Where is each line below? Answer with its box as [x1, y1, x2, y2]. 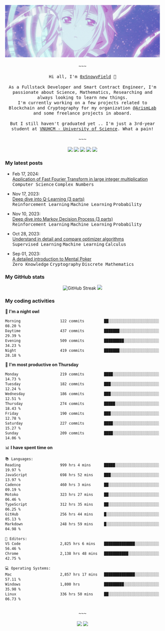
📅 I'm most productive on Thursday [5, 362, 79, 368]
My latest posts [5, 160, 43, 167]
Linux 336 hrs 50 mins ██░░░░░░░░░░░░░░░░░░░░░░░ [5, 592, 160, 597]
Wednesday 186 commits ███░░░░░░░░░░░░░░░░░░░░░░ [5, 392, 160, 397]
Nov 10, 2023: [12, 211, 41, 217]
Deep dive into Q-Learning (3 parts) [12, 196, 85, 202]
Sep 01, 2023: [12, 251, 41, 257]
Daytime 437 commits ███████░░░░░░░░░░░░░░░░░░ [5, 329, 160, 334]
